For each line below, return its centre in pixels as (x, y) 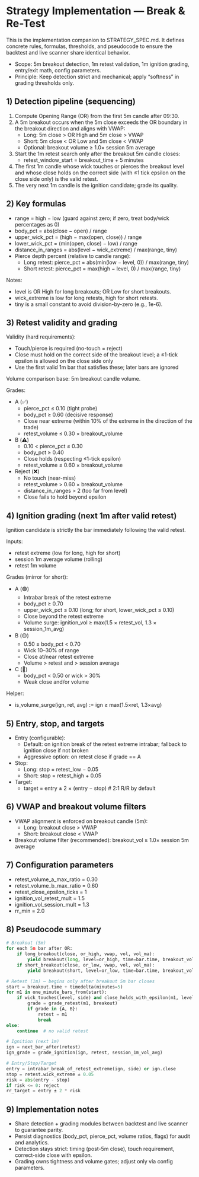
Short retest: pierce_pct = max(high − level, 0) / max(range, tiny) (102, 269)
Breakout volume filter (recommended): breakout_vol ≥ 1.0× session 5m (102, 840)
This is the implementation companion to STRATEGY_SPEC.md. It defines (95, 40)
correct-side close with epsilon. (53, 1155)
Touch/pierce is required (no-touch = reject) (69, 349)
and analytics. (32, 1143)
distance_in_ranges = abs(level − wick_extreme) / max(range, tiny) (96, 250)
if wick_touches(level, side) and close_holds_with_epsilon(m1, (98, 998)
